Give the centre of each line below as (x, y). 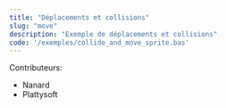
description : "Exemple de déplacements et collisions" (113, 34)
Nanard (36, 85)
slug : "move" (33, 26)
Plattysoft (40, 95)
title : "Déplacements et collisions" (80, 17)
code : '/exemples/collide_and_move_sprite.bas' (100, 42)
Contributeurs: (36, 68)
